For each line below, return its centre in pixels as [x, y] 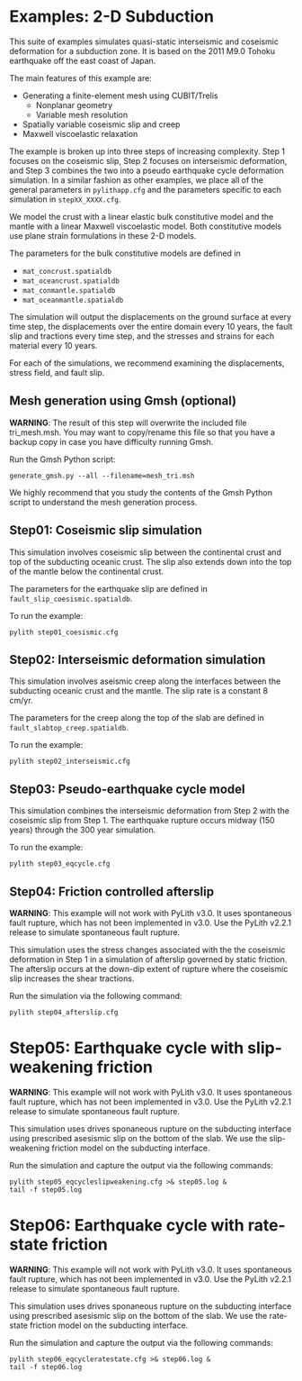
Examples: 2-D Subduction [111, 17]
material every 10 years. [53, 345]
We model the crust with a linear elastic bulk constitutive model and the [142, 216]
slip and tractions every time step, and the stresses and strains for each [142, 336]
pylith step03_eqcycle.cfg [60, 864]
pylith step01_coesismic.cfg [64, 632]
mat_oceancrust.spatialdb [71, 281]
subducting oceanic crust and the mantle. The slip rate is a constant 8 [138, 691]
